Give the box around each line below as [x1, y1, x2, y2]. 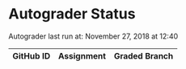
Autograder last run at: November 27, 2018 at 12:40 [8, 31, 179, 41]
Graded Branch [113, 50, 174, 61]
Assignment [57, 50, 107, 61]
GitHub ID [12, 50, 51, 61]
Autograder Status [8, 5, 136, 23]
